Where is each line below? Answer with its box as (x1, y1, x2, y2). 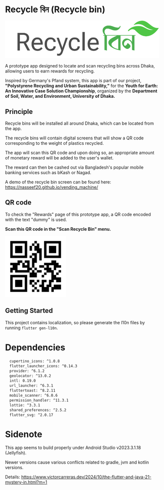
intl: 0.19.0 (9, 378, 36, 383)
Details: (5, 474, 20, 480)
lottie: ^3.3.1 (9, 402, 41, 407)
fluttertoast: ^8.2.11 (9, 388, 56, 393)
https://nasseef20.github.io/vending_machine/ (5, 184, 99, 190)
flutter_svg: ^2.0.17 (9, 412, 54, 417)
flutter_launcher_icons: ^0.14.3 (9, 363, 78, 368)
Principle (5, 107, 33, 116)
